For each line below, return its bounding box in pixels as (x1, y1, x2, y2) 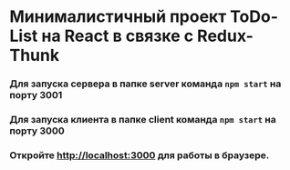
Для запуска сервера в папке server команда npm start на (9, 77, 282, 90)
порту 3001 (9, 89, 63, 102)
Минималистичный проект (9, 6, 227, 27)
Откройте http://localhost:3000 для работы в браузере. (9, 148, 270, 161)
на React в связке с (40, 25, 194, 46)
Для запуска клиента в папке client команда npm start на (9, 114, 276, 126)
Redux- (197, 25, 254, 46)
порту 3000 (9, 125, 66, 137)
